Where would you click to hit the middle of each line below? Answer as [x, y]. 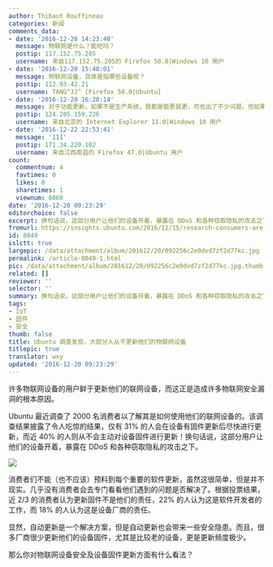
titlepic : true [34, 349]
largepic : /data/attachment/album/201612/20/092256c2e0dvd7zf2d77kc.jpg [134, 251]
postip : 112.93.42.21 [52, 84]
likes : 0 [30, 183]
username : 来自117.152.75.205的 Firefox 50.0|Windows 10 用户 [120, 62]
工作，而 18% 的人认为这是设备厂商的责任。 [82, 509]
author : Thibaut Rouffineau [56, 16]
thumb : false [30, 334]
